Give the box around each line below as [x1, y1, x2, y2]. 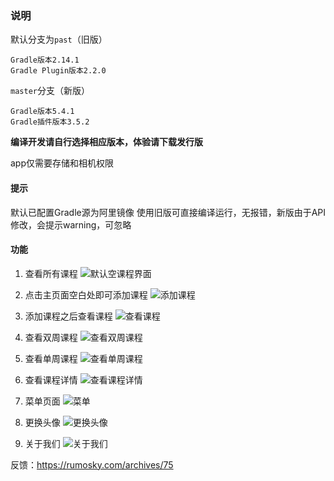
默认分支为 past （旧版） [10, 33, 108, 46]
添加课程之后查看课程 [24, 310, 113, 322]
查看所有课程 [24, 267, 78, 279]
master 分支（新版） [10, 85, 90, 97]
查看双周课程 [24, 331, 78, 343]
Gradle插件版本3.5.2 [10, 117, 90, 127]
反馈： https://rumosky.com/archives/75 [10, 458, 174, 471]
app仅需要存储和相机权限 [10, 157, 115, 169]
